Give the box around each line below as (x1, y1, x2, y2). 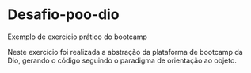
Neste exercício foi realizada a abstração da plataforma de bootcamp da (7, 47, 243, 56)
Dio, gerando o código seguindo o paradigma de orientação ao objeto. (7, 56, 237, 65)
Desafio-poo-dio (7, 6, 120, 24)
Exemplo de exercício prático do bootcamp (7, 32, 148, 41)
